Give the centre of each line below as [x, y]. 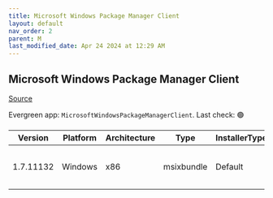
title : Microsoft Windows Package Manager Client [94, 16]
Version [33, 137]
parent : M [25, 39]
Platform [80, 137]
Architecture [130, 137]
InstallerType [241, 137]
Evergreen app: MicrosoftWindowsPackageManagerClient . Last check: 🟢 [126, 114]
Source [20, 98]
